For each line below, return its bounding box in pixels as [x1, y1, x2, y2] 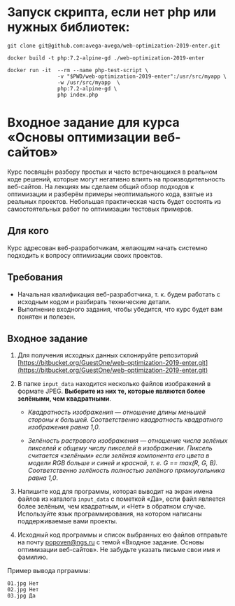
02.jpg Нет [7, 586, 39, 593]
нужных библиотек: [7, 19, 130, 35]
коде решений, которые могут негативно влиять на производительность [7, 174, 226, 183]
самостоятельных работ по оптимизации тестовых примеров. [7, 205, 194, 213]
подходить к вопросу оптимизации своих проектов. [7, 251, 163, 259]
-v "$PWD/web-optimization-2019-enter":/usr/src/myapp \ [57, 73, 227, 80]
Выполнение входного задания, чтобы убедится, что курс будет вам [17, 305, 222, 313]
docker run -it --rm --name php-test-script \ [7, 67, 149, 74]
